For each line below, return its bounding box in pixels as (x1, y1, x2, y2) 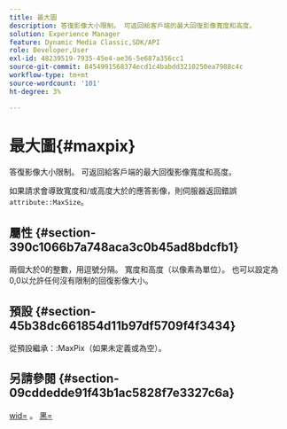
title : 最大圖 (9, 12, 58, 22)
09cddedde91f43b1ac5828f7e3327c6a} (9, 386, 235, 401)
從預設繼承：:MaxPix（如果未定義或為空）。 (9, 343, 167, 354)
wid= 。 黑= (9, 409, 53, 421)
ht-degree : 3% (9, 87, 62, 96)
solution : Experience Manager (9, 29, 121, 38)
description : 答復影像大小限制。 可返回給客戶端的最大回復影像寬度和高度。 (9, 21, 257, 30)
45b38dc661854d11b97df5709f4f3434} (9, 318, 237, 333)
